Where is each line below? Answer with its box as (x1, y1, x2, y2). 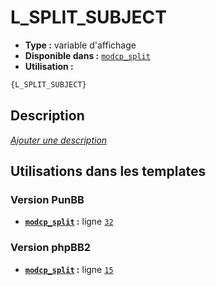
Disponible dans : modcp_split (24, 49, 151, 61)
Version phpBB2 (10, 241, 92, 255)
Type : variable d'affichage (24, 39, 137, 51)
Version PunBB (10, 192, 85, 206)
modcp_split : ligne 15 (24, 263, 114, 275)
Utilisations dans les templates (10, 163, 207, 180)
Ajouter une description (10, 134, 108, 146)
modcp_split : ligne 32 (24, 216, 114, 228)
